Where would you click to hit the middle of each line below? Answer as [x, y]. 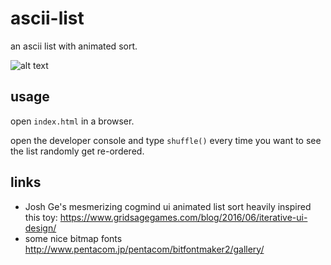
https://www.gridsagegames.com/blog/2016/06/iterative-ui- [183, 217]
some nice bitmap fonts [73, 238]
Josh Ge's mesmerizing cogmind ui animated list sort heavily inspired [168, 206]
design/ [40, 228]
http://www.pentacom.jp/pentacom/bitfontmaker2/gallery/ [144, 249]
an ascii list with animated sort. [74, 46]
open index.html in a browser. [72, 121]
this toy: [41, 217]
